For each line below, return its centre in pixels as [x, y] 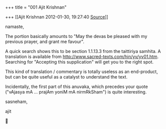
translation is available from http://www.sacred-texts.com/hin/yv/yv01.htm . [82, 56]
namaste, [15, 26]
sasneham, [16, 101]
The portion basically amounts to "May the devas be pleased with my [76, 36]
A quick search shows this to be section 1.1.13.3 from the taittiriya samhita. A [83, 51]
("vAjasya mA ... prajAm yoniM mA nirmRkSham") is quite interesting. [76, 92]
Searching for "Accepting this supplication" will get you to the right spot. [79, 62]
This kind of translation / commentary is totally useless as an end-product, [82, 71]
